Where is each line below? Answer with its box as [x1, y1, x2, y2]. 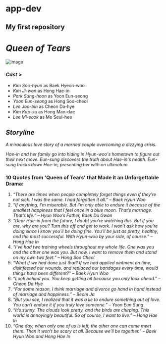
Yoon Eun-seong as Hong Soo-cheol [12, 98, 88, 104]
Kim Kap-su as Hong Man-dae [12, 108, 75, 114]
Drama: [5, 180, 24, 187]
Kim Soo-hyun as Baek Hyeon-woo [12, 82, 85, 88]
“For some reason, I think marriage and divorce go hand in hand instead [12, 286, 161, 292]
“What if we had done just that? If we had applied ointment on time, [12, 259, 152, 265]
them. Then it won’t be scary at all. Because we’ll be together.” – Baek [12, 328, 157, 334]
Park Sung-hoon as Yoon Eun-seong [12, 93, 88, 99]
